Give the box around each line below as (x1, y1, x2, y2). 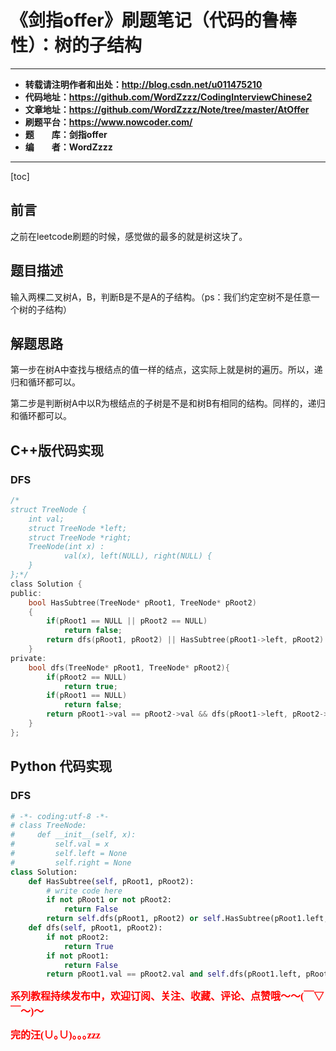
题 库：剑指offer (24, 128, 108, 140)
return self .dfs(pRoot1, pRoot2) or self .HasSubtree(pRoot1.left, (46, 914, 329, 924)
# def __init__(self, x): (10, 830, 137, 840)
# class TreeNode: (10, 821, 87, 831)
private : (10, 653, 47, 663)
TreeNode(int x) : (28, 542, 105, 552)
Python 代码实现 (10, 758, 113, 775)
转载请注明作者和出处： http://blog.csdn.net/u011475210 (24, 78, 263, 90)
